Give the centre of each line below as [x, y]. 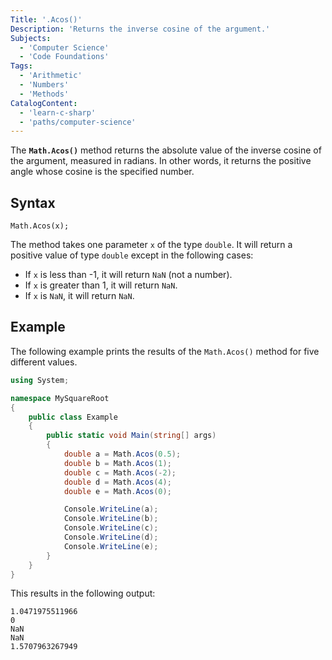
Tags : [21, 66]
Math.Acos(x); [40, 226]
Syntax [33, 202]
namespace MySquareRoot [60, 398]
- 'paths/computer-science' [78, 122]
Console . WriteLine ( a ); [111, 509]
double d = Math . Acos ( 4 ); [117, 482]
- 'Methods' [44, 94]
